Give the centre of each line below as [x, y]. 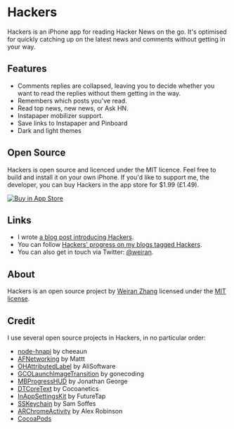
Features [27, 69]
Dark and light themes [50, 130]
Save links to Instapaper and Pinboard [72, 123]
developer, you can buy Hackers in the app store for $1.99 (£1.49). [103, 184]
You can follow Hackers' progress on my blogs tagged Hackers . [110, 245]
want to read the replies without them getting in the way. [99, 93]
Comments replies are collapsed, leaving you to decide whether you [116, 86]
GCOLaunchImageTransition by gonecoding [81, 374]
